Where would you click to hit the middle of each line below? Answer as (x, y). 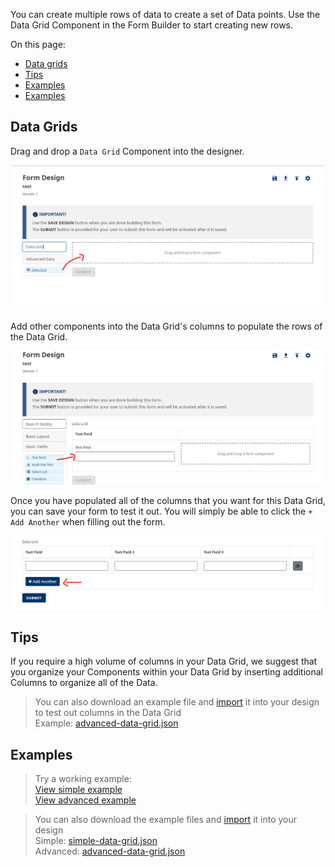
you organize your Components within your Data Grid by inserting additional (166, 672)
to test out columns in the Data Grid (108, 713)
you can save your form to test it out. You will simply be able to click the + (161, 511)
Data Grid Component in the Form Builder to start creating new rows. (152, 25)
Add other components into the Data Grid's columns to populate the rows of (166, 326)
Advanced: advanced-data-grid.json (110, 851)
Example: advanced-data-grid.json (106, 723)
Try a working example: (83, 778)
